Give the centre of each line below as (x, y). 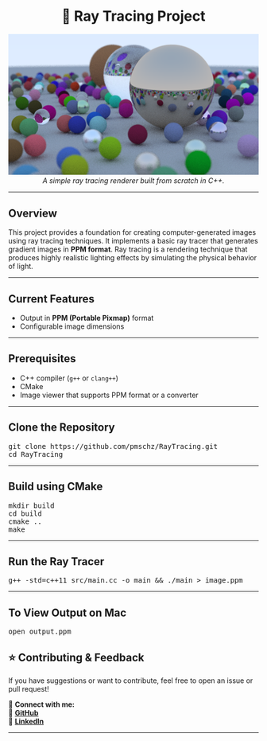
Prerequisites (42, 359)
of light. (21, 267)
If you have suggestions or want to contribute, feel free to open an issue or (131, 681)
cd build (25, 513)
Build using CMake (56, 487)
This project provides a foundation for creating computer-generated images (132, 232)
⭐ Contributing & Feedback (76, 657)
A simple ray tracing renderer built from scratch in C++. (133, 181)
